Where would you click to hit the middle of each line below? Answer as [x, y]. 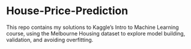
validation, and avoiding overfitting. [50, 40]
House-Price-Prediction [67, 11]
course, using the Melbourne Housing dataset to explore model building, [96, 33]
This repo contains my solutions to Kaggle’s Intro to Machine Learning [92, 27]
